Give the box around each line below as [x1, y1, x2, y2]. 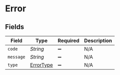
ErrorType [30, 62, 53, 68]
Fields [5, 23, 25, 31]
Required [58, 37, 80, 44]
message [7, 54, 26, 60]
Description [84, 37, 112, 44]
